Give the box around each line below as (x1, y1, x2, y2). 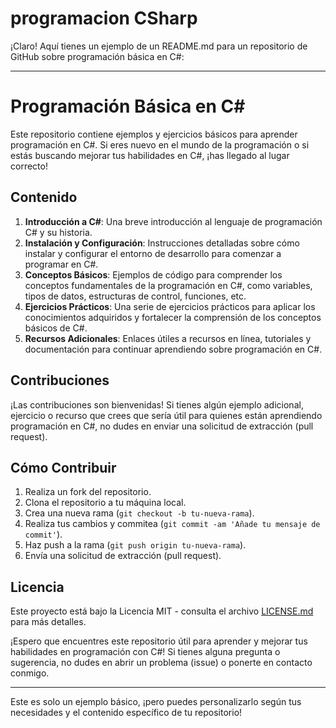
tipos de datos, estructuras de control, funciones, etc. (24, 290, 247, 302)
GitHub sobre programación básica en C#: (10, 50, 185, 62)
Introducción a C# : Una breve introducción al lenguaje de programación (24, 215, 323, 227)
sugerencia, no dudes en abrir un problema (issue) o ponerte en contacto (10, 657, 313, 669)
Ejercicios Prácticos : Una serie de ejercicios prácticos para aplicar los (24, 300, 316, 312)
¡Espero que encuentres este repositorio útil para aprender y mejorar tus (10, 635, 308, 647)
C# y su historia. (24, 226, 93, 238)
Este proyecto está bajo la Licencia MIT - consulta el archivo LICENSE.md (10, 605, 314, 617)
